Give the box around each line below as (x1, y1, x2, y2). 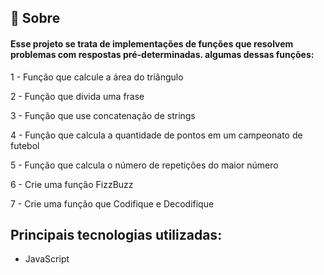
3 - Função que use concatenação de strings (10, 109, 196, 121)
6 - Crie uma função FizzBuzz (10, 178, 134, 190)
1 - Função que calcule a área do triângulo (10, 71, 184, 83)
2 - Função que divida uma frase (10, 90, 145, 102)
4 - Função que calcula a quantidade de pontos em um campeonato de (10, 129, 303, 141)
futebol (10, 139, 40, 151)
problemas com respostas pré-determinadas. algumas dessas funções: (10, 48, 315, 60)
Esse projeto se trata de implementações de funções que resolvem (10, 37, 294, 50)
